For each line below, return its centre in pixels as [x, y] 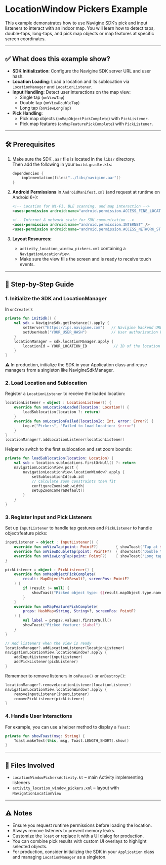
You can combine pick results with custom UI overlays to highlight [79, 841]
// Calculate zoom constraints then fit [74, 481]
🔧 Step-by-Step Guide [40, 284]
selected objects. [30, 846]
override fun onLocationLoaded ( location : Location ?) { [72, 407]
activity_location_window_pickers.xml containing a [73, 248]
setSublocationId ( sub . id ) [58, 477]
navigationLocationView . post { [46, 467]
